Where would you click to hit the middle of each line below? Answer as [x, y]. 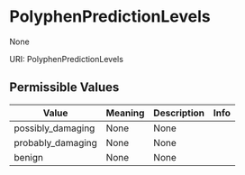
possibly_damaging [54, 128]
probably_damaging [55, 143]
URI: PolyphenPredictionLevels [67, 59]
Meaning [125, 113]
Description [179, 113]
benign [28, 157]
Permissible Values [64, 87]
